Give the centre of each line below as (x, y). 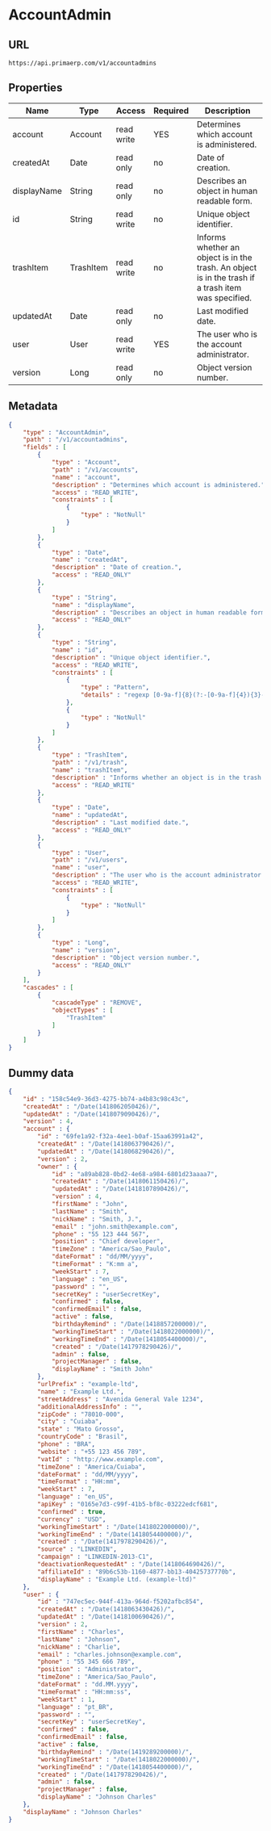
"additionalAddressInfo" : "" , (90, 1406)
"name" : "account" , (86, 477)
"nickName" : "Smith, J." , (97, 1219)
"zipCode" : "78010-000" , (81, 1414)
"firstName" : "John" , (90, 1205)
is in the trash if (226, 278)
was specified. (224, 298)
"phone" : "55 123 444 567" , (100, 1234)
